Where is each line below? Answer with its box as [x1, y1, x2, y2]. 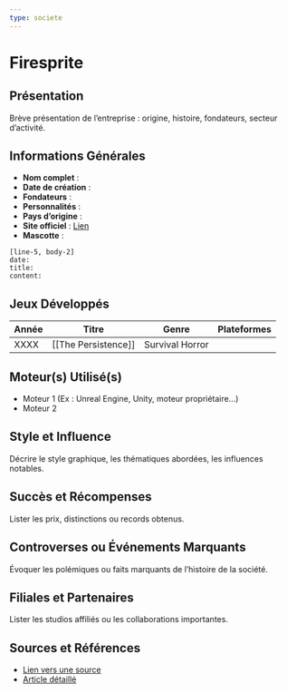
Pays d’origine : [22, 210, 83, 222]
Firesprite [9, 52, 84, 73]
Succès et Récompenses [9, 489, 152, 504]
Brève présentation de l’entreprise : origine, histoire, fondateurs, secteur [9, 112, 278, 123]
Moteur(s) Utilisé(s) [9, 369, 122, 385]
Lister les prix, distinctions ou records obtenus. [9, 513, 185, 524]
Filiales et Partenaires [9, 590, 134, 605]
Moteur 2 [22, 403, 57, 414]
